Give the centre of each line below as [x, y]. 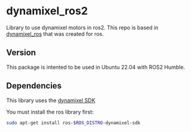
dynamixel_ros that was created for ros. [55, 33]
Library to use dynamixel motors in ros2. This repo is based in [82, 27]
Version [21, 53]
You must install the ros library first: [50, 112]
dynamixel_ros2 [47, 11]
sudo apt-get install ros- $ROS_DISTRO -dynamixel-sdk [73, 123]
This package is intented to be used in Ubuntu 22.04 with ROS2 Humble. [96, 67]
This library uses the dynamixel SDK [51, 100]
